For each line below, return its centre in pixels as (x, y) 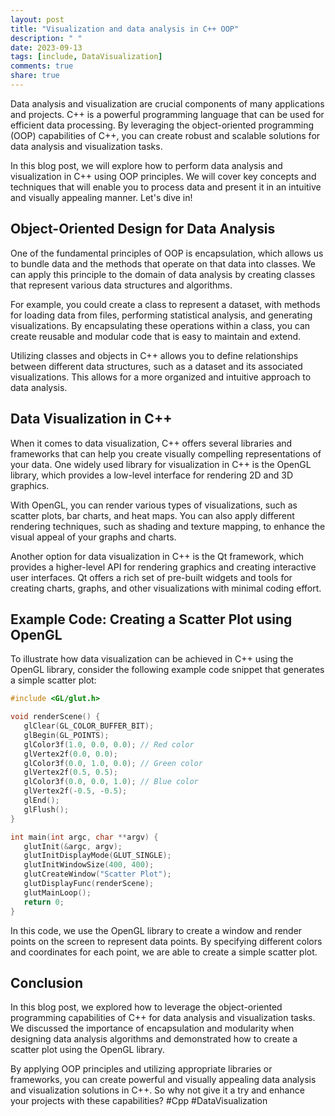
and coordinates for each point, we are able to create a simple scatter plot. (164, 952)
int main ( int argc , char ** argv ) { (84, 837)
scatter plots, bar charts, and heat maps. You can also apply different (152, 515)
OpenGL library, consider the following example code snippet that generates (167, 670)
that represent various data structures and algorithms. (121, 285)
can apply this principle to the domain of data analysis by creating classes (163, 274)
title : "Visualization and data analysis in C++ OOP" (125, 29)
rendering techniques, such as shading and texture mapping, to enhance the (168, 526)
